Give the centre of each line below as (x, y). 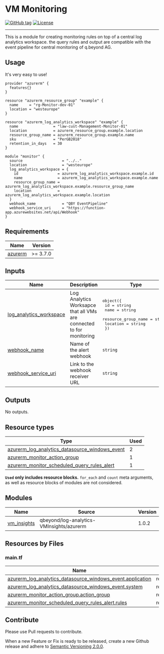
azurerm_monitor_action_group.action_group (59, 595)
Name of (80, 344)
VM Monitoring (36, 9)
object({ (112, 301)
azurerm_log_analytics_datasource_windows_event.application (79, 578)
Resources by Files (34, 544)
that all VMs (83, 312)
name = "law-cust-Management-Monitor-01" (69, 126)
